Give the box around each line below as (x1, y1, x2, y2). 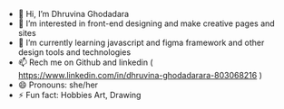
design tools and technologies (17, 47, 132, 58)
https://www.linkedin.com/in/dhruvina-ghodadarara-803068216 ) (17, 70, 263, 80)
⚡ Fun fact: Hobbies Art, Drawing (17, 90, 142, 100)
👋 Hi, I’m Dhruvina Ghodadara (17, 9, 130, 19)
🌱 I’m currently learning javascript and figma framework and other (17, 37, 265, 48)
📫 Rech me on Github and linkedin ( (17, 57, 153, 68)
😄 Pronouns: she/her (17, 79, 98, 90)
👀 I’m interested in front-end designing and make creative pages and (17, 18, 275, 29)
